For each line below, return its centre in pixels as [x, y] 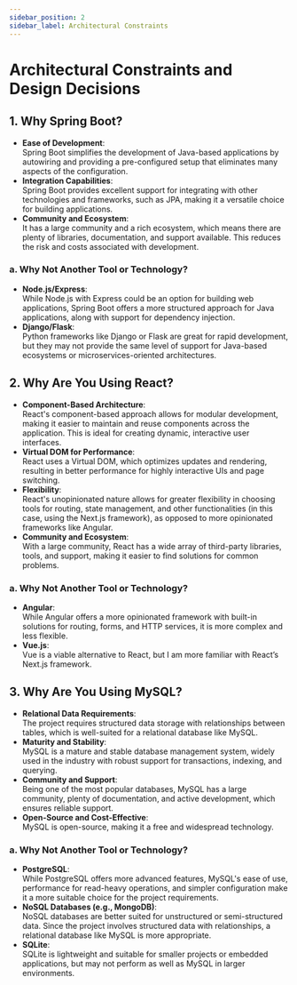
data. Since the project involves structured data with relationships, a [146, 926]
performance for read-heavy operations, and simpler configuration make [155, 888]
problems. [40, 565]
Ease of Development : [63, 142]
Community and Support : [70, 780]
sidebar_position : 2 [47, 17]
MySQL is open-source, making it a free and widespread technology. [148, 827]
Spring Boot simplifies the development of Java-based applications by [150, 152]
